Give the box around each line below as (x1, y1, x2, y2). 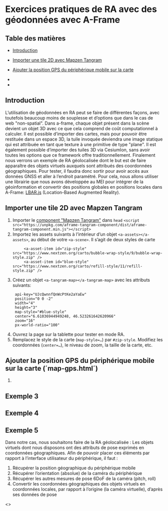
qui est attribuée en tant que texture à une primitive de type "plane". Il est (5, 141, 156, 147)
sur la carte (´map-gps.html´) (5, 364, 98, 373)
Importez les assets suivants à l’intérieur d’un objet (12, 231, 117, 237)
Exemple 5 (5, 426, 38, 434)
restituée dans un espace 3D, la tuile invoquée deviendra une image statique (5, 136, 163, 142)
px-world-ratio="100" (14, 322, 60, 327)
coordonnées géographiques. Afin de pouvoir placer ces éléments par (5, 450, 150, 456)
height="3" (14, 305, 37, 310)
